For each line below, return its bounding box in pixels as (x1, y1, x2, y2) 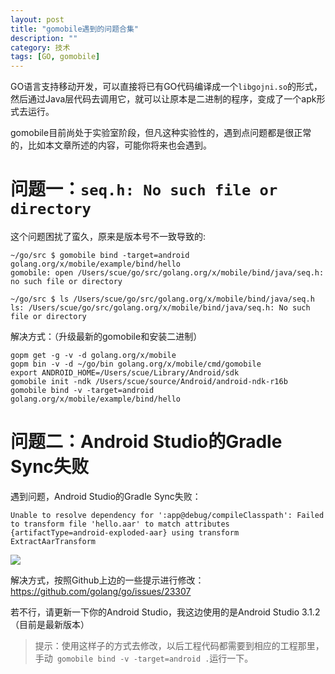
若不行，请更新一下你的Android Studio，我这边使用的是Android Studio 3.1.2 (10, 606, 321, 618)
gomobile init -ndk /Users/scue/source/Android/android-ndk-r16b (10, 377, 288, 387)
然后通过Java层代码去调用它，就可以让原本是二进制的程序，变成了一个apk (10, 93, 317, 105)
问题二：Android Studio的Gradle (10, 431, 283, 453)
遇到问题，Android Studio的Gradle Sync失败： (10, 491, 202, 502)
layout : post (10, 14, 65, 25)
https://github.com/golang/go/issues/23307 (10, 586, 192, 597)
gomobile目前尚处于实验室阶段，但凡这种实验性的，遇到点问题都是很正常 (10, 127, 312, 139)
